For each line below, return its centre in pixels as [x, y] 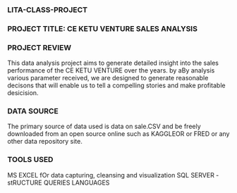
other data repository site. [45, 142]
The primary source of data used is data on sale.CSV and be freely [104, 126]
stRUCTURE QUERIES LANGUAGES [59, 182]
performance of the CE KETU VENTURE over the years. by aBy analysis [111, 70]
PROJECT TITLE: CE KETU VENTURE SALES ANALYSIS [102, 28]
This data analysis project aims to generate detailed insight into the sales [113, 63]
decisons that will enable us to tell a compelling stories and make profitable [116, 85]
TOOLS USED [30, 160]
